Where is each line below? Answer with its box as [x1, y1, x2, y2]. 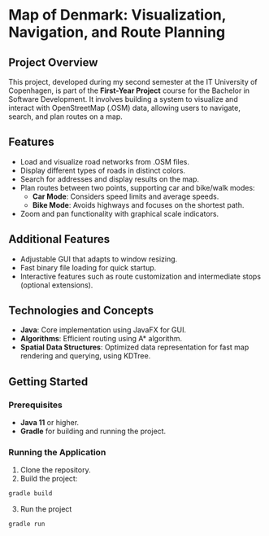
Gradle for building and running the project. [20, 426, 167, 437]
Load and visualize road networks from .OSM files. [20, 156, 189, 166]
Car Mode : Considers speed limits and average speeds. [32, 191, 219, 201]
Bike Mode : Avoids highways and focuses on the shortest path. [32, 200, 245, 209]
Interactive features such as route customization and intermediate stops [20, 271, 262, 281]
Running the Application [8, 446, 106, 458]
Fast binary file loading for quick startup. [20, 262, 157, 272]
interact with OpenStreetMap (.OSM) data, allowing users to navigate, [8, 103, 241, 112]
